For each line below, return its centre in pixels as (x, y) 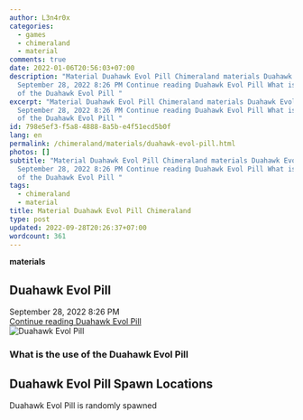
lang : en (26, 135)
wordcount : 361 (38, 236)
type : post (30, 219)
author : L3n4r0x (40, 18)
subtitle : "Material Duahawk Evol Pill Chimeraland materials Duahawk (145, 160)
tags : (19, 186)
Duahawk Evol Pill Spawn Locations (111, 383)
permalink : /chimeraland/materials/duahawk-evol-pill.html (123, 144)
